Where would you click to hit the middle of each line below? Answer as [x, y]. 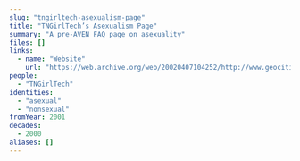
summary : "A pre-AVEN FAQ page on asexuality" [97, 34]
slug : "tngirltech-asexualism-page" [77, 17]
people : [24, 76]
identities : [31, 92]
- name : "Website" [52, 59]
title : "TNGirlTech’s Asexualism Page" [83, 26]
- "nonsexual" [43, 109]
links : [21, 51]
